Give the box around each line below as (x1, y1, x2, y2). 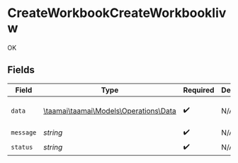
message (11, 129, 37, 137)
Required (183, 85, 215, 95)
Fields (7, 64, 35, 76)
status (11, 143, 33, 152)
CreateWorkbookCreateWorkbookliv (7, 5, 227, 21)
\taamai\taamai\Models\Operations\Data (43, 106, 177, 116)
